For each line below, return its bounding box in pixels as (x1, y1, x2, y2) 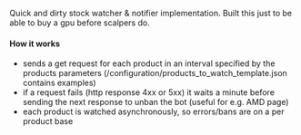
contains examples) (22, 77, 97, 89)
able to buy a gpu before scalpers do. (9, 17, 150, 28)
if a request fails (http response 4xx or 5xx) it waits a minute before (22, 87, 276, 98)
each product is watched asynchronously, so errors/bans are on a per (22, 106, 285, 117)
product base (22, 116, 74, 127)
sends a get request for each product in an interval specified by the (22, 58, 276, 69)
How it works (9, 38, 61, 49)
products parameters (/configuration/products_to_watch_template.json (22, 68, 288, 79)
